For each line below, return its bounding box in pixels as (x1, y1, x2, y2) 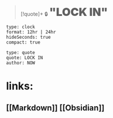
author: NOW (6, 60, 35, 66)
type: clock (6, 24, 35, 30)
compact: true (6, 39, 41, 45)
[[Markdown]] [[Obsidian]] (6, 103, 105, 113)
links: (6, 79, 33, 93)
